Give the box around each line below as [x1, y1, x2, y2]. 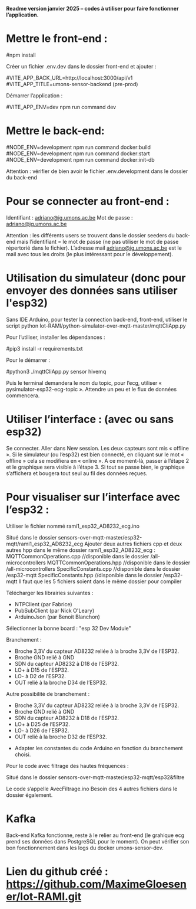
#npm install [6, 51, 36, 58]
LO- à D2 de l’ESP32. [14, 672, 67, 679]
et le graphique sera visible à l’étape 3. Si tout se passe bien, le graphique [6, 463, 185, 470]
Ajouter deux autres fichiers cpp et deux [84, 540, 182, 547]
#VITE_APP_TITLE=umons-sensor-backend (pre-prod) [6, 80, 138, 87]
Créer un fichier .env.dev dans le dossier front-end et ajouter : [6, 63, 157, 70]
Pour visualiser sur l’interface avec [6, 490, 181, 503]
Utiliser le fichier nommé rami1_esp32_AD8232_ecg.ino [6, 522, 140, 529]
